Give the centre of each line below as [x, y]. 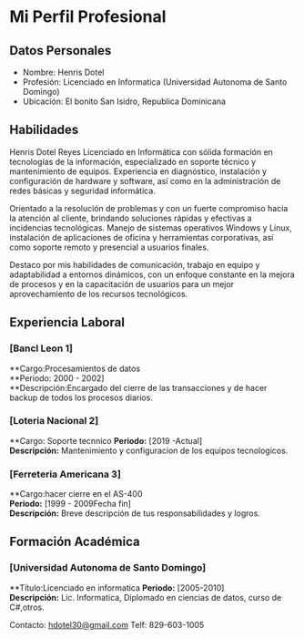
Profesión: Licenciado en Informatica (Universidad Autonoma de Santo [155, 82]
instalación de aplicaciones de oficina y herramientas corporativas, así [142, 237]
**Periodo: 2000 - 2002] [57, 378]
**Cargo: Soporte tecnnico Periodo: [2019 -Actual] [106, 440]
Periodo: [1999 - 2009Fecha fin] [71, 504]
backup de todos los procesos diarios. [81, 397]
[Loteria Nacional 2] [54, 421]
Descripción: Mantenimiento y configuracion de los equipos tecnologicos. [149, 450]
